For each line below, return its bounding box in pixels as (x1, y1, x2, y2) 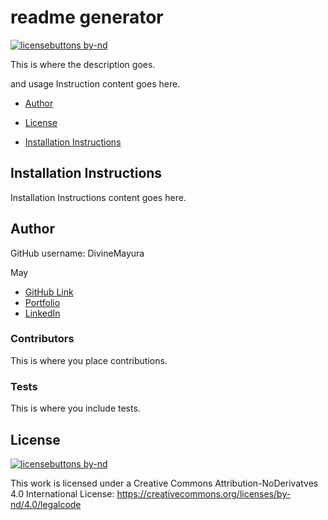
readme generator (10, 6, 164, 29)
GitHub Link (24, 286, 74, 298)
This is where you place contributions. (10, 354, 168, 366)
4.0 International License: (10, 487, 115, 500)
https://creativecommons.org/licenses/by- (116, 487, 292, 500)
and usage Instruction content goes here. (10, 77, 181, 90)
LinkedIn (24, 307, 61, 319)
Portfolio (24, 296, 61, 308)
